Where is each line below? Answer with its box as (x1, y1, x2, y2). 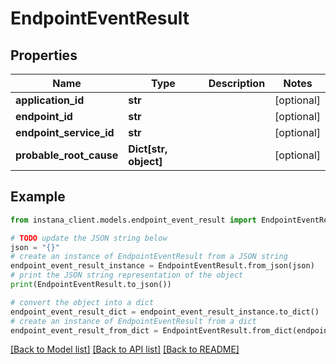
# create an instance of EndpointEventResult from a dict (10, 316, 257, 326)
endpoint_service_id (15, 126, 115, 139)
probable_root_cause (15, 148, 119, 162)
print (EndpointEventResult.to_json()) (10, 280, 172, 290)
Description (208, 77, 266, 90)
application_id (15, 93, 85, 107)
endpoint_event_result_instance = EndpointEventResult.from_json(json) (10, 261, 315, 271)
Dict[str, (128, 142, 168, 156)
